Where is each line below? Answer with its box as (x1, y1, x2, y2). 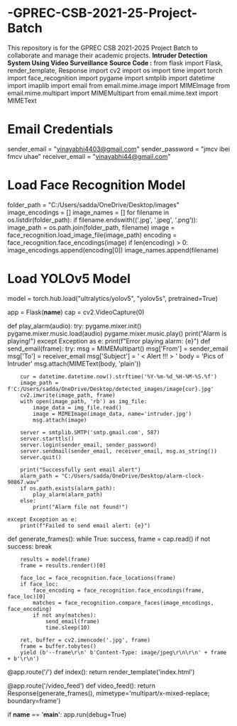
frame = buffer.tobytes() (20, 642, 97, 650)
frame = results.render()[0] (20, 562, 106, 569)
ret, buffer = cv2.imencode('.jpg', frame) (20, 637, 151, 644)
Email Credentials (7, 121, 114, 138)
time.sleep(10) (45, 624, 91, 631)
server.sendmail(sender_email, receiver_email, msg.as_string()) (20, 447, 218, 455)
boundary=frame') (7, 696, 61, 705)
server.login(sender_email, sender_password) (20, 441, 158, 449)
